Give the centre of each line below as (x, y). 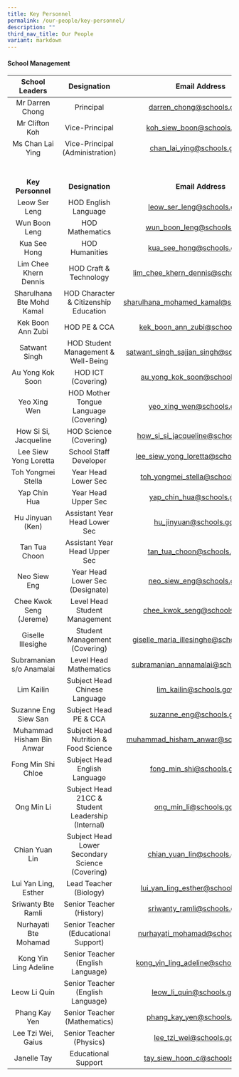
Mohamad (33, 942)
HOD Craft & (89, 269)
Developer (89, 461)
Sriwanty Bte (33, 904)
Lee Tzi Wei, (33, 1034)
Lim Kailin (33, 690)
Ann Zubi (33, 332)
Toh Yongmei (33, 472)
